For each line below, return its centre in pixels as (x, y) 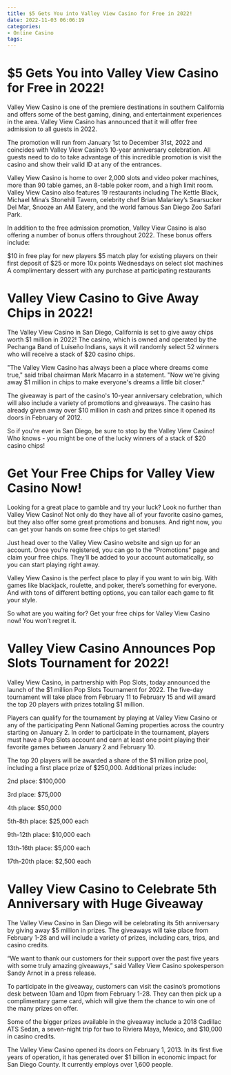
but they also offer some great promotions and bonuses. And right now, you (114, 522)
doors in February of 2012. (45, 417)
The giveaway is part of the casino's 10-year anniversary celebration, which (115, 395)
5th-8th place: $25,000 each (48, 821)
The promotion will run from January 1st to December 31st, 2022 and (105, 143)
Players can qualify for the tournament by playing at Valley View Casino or (112, 718)
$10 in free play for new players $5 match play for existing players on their (112, 256)
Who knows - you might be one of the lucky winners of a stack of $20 (107, 438)
